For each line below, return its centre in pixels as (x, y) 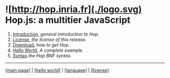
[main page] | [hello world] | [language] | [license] (57, 70)
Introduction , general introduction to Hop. (56, 34)
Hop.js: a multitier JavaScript (68, 20)
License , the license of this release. (50, 40)
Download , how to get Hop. (41, 45)
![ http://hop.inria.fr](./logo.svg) (74, 9)
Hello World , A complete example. (48, 50)
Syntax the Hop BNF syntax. (42, 55)
